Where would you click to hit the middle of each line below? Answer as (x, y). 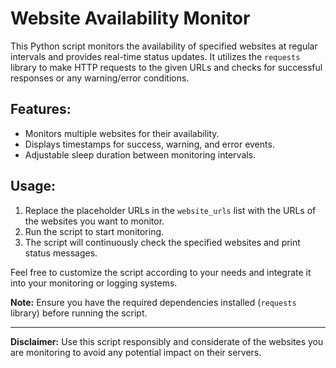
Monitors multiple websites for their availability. (122, 133)
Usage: (33, 186)
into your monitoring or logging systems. (94, 283)
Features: (41, 109)
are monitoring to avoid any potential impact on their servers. (136, 352)
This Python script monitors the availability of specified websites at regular (164, 46)
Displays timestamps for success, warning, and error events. (149, 144)
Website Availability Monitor (130, 18)
